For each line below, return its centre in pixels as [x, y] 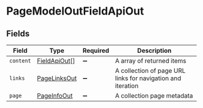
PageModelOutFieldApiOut [75, 11]
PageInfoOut [55, 96]
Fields [18, 34]
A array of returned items [151, 61]
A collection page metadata [154, 96]
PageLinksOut [57, 78]
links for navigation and [148, 78]
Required [96, 51]
